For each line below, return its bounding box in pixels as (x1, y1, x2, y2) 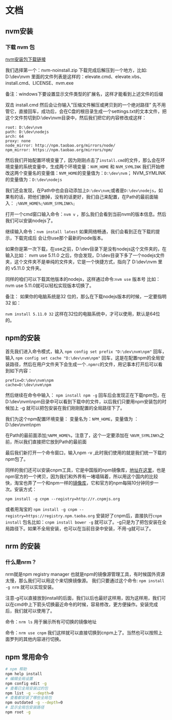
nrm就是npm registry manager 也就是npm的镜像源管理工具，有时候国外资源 (5, 571, 165, 578)
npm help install (5, 672, 42, 677)
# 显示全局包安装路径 (5, 705, 45, 710)
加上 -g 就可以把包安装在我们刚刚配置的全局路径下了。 (9, 405, 125, 411)
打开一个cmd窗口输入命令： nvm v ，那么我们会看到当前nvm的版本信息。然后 (5, 211, 166, 217)
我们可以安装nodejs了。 (5, 217, 56, 224)
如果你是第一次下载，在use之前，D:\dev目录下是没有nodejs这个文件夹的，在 (5, 245, 167, 252)
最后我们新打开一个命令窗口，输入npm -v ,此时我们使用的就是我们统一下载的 (5, 449, 167, 456)
